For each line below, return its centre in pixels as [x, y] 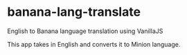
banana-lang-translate [74, 12]
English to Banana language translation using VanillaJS [85, 31]
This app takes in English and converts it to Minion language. [94, 44]
